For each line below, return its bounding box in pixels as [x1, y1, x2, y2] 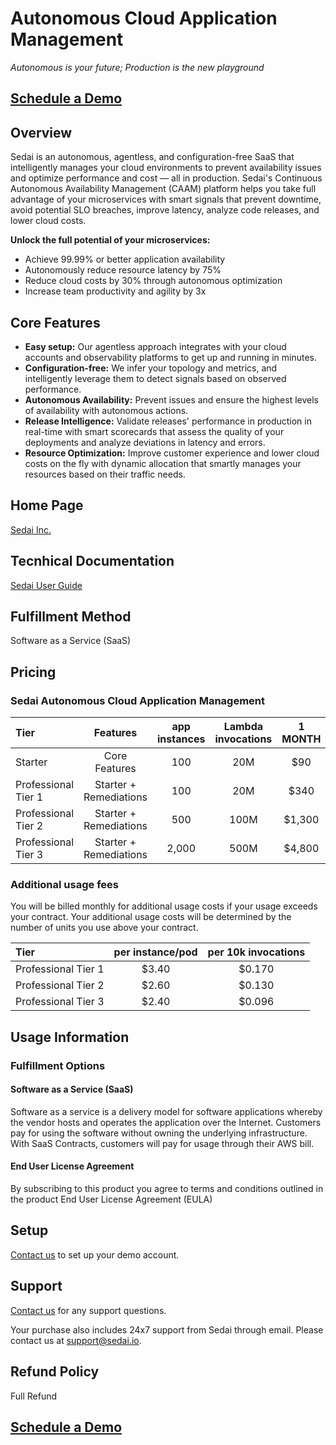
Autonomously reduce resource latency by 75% [24, 264, 222, 276]
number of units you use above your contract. [10, 922, 199, 934]
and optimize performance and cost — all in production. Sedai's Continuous [10, 172, 323, 184]
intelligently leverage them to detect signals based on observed [24, 372, 287, 384]
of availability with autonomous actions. [24, 404, 189, 416]
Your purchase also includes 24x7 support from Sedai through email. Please [10, 1323, 324, 1336]
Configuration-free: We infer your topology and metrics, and [24, 362, 278, 374]
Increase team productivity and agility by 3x [24, 285, 207, 297]
